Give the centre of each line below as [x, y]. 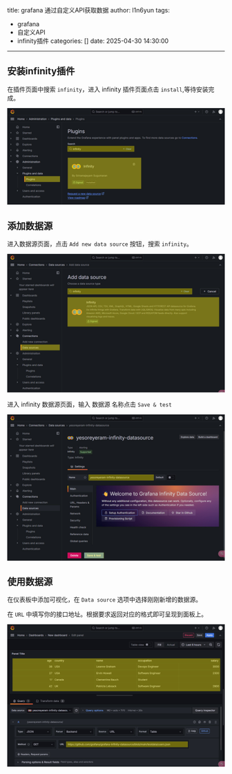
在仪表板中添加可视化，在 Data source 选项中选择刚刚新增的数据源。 [105, 600]
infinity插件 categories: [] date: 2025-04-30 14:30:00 [93, 41]
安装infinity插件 [41, 71]
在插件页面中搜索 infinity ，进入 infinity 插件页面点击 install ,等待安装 [108, 89]
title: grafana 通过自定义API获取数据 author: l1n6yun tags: [89, 10]
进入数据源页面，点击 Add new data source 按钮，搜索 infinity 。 [100, 244]
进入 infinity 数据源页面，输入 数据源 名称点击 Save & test [90, 404]
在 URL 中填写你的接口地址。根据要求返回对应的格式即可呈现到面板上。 [107, 614]
